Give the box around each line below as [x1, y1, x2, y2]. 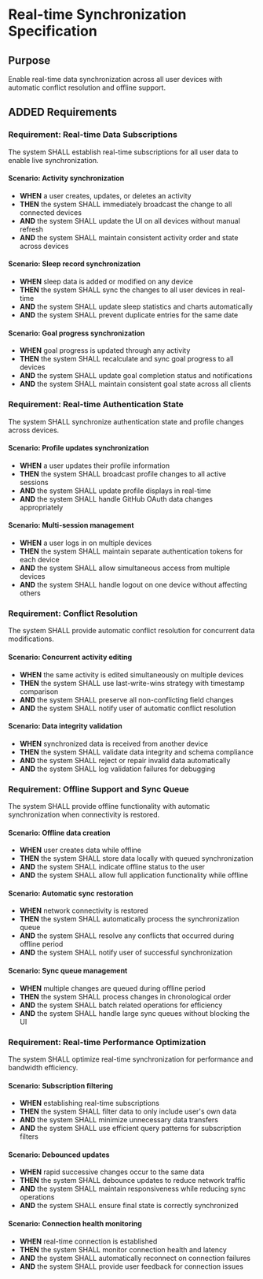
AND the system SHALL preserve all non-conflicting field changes [19, 695, 234, 704]
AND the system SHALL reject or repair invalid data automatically [19, 755, 231, 765]
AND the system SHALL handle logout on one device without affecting [19, 580, 247, 589]
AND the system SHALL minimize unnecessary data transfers [19, 1115, 218, 1125]
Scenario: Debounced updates [8, 1150, 110, 1159]
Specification [8, 22, 98, 40]
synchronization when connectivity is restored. [8, 810, 160, 819]
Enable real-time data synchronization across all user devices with [8, 75, 223, 83]
